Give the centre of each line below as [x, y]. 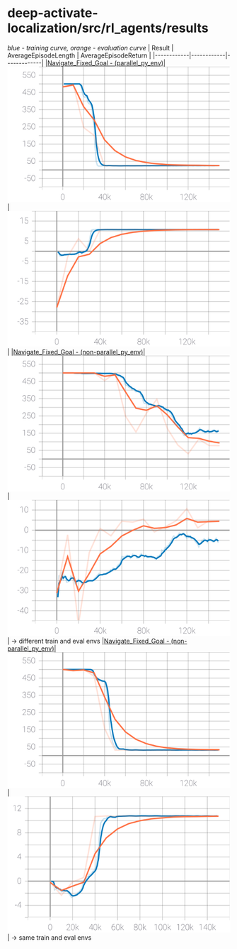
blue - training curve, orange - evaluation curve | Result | [91, 48]
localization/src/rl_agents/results [108, 28]
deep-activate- [53, 13]
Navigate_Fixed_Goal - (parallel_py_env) [105, 63]
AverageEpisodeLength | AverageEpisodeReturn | [79, 55]
